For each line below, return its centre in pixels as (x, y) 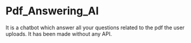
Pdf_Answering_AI (52, 11)
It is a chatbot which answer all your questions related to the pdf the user (95, 27)
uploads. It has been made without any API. (59, 33)
